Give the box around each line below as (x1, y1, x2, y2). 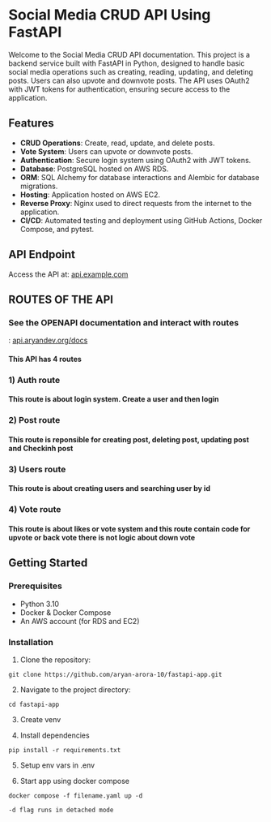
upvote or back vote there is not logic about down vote (8, 532, 196, 542)
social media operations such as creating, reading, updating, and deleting (8, 67, 253, 76)
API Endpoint (8, 247, 75, 261)
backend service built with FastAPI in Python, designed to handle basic (8, 58, 245, 68)
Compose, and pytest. (19, 224, 95, 234)
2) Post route (8, 415, 61, 426)
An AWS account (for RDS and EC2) (19, 616, 140, 626)
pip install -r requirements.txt (8, 746, 121, 754)
